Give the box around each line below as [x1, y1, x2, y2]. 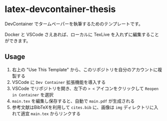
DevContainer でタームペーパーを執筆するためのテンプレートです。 [4, 21, 143, 27]
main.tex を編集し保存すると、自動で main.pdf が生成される [11, 98, 135, 104]
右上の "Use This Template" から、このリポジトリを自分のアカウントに [11, 66, 158, 72]
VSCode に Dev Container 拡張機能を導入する [11, 79, 106, 85]
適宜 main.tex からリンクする [20, 110, 81, 116]
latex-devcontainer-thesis [4, 4, 116, 15]
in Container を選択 [11, 91, 53, 97]
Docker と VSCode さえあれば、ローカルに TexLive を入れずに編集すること [4, 31, 159, 37]
